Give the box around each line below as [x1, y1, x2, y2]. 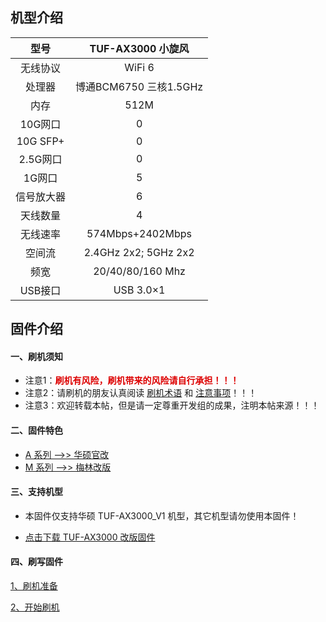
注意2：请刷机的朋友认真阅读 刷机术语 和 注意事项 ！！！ [24, 387, 258, 399]
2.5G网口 [18, 152, 63, 166]
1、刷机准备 [10, 580, 58, 592]
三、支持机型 [10, 486, 63, 498]
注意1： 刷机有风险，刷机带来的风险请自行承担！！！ [24, 374, 240, 387]
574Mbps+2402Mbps [86, 226, 193, 240]
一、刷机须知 [10, 350, 63, 362]
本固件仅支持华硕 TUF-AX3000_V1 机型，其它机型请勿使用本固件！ [24, 509, 300, 522]
